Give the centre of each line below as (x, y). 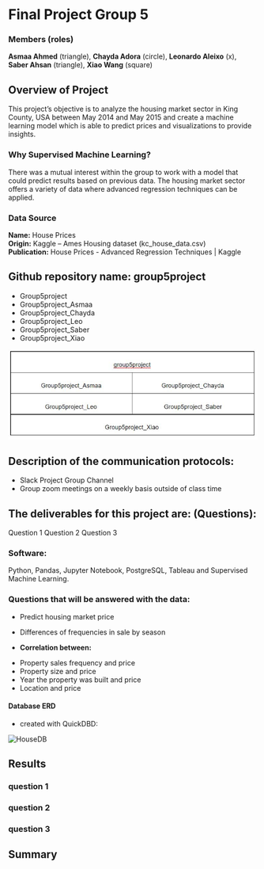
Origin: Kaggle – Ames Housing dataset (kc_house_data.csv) (107, 243)
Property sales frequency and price (77, 662)
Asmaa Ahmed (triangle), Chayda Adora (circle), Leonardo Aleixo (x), (123, 56)
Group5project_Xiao (52, 337)
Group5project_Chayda (57, 313)
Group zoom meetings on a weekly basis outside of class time (121, 489)
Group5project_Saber (55, 330)
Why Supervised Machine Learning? (80, 154)
